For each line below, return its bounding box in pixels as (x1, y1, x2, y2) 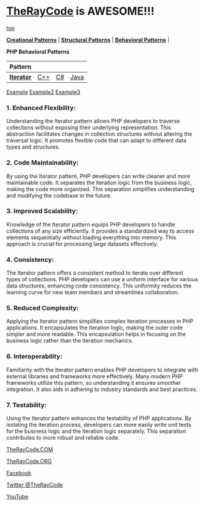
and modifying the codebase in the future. (6, 192, 112, 199)
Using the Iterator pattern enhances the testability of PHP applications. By (6, 415, 192, 422)
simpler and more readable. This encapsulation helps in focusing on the (6, 331, 186, 338)
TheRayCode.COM (6, 446, 54, 453)
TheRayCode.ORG (6, 458, 52, 465)
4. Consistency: (6, 255, 54, 264)
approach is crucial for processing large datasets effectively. (6, 240, 158, 247)
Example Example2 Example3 (6, 88, 81, 96)
